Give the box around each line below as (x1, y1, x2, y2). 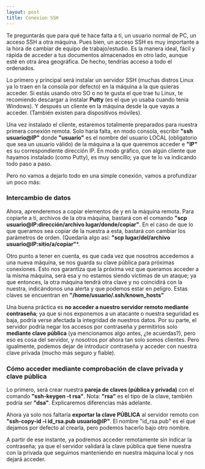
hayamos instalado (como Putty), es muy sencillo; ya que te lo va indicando (6, 153, 197, 160)
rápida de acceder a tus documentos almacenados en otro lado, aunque (6, 51, 188, 58)
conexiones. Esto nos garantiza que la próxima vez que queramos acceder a (6, 265, 199, 272)
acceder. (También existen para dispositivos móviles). (6, 109, 142, 116)
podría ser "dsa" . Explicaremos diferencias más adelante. (6, 399, 152, 406)
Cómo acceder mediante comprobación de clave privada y (6, 364, 184, 372)
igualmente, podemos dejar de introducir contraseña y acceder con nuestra (6, 342, 197, 350)
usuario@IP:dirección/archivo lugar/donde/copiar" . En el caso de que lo (6, 221, 194, 228)
